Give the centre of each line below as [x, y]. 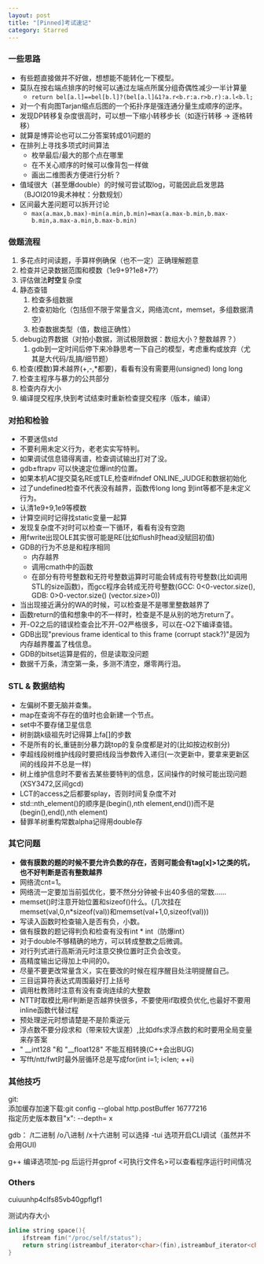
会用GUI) [22, 1145]
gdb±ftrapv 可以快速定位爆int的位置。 [81, 468]
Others [22, 1183]
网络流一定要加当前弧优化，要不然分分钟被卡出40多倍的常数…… [123, 892]
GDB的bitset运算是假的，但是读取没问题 [84, 654]
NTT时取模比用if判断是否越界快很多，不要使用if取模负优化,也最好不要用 [135, 1000]
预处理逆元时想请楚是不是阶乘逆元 [75, 1019]
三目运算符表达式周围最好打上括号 [75, 980]
